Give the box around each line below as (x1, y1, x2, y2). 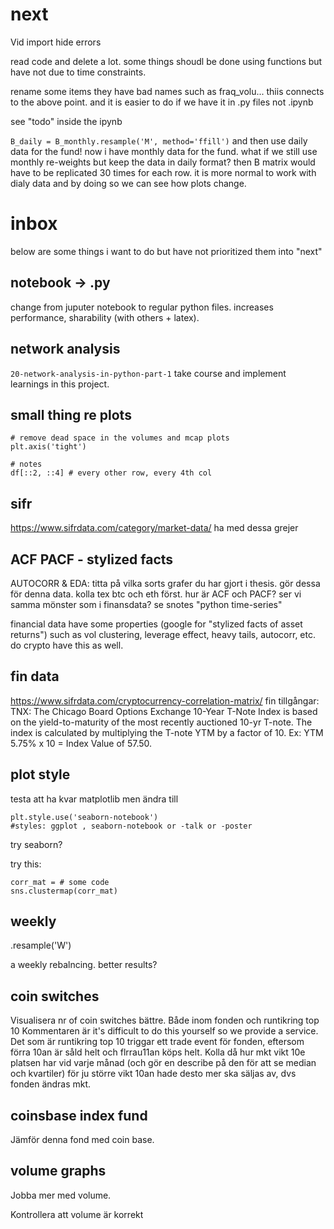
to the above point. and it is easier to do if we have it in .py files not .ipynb (10, 96, 314, 108)
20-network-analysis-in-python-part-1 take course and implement (10, 367, 287, 379)
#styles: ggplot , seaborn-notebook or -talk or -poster (10, 821, 253, 831)
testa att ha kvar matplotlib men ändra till (10, 793, 179, 805)
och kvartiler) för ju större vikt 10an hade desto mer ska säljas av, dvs (10, 1068, 297, 1080)
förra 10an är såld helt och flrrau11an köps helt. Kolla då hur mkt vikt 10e (10, 1046, 306, 1058)
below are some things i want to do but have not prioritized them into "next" (10, 245, 323, 257)
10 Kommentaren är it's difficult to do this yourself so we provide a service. (10, 1025, 319, 1037)
